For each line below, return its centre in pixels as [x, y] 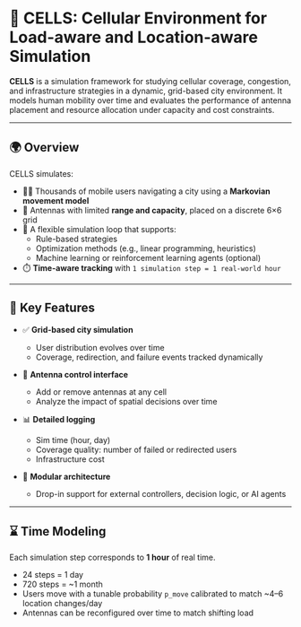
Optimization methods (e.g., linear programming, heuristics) [146, 248]
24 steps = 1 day [52, 575]
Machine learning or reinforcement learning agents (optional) [148, 257]
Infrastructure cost [70, 459]
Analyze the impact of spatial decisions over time [126, 401]
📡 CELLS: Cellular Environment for [138, 18]
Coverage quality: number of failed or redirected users [136, 449]
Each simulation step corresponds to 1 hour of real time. [113, 557]
